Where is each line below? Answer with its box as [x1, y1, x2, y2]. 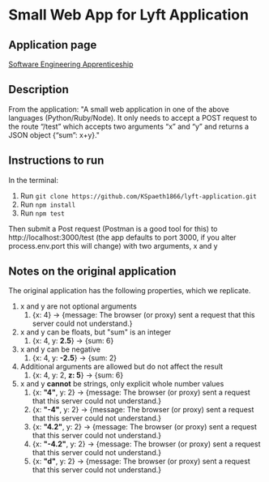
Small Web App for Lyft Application [8, 6, 250, 24]
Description [8, 83, 69, 96]
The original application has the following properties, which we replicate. [8, 286, 251, 296]
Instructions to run [8, 154, 105, 168]
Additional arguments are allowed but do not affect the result [19, 362, 224, 372]
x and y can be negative [19, 344, 101, 354]
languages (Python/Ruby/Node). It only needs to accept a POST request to [8, 113, 258, 122]
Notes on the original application [8, 265, 177, 279]
